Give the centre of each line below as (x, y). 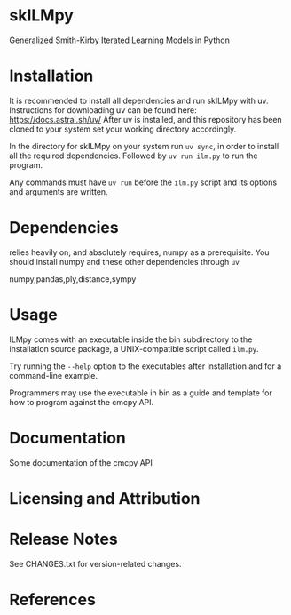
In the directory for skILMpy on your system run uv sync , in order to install (144, 146)
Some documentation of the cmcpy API (81, 462)
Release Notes (63, 539)
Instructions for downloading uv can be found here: (103, 110)
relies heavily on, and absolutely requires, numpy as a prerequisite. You (139, 252)
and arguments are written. (59, 191)
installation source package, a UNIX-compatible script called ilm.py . (134, 348)
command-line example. (53, 375)
